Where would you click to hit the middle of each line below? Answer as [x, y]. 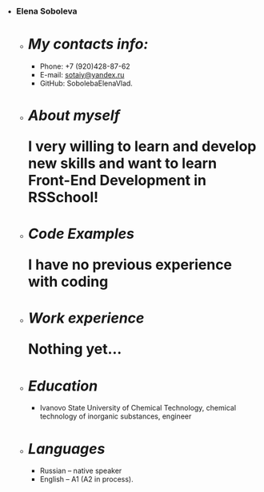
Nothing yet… [75, 349]
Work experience [86, 318]
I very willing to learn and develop [142, 147]
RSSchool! [63, 198]
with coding [68, 282]
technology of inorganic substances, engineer [116, 416]
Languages [66, 448]
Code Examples [81, 234]
